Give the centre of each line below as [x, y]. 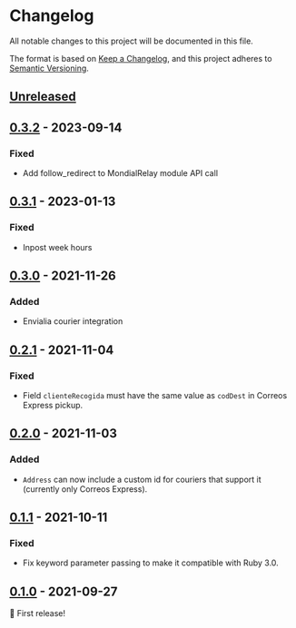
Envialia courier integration [73, 321]
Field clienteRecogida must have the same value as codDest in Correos [155, 396]
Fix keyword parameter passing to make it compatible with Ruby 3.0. [150, 563]
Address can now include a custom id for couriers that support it [142, 479]
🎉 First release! [38, 613]
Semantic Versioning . [49, 68]
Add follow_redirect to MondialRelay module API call [120, 173]
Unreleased [43, 97]
